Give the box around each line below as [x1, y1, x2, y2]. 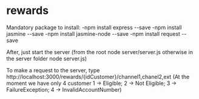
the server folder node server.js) [6, 55, 87, 62]
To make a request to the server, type [6, 66, 100, 73]
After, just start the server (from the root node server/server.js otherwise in [6, 48, 193, 55]
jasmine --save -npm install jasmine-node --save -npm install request [6, 30, 181, 37]
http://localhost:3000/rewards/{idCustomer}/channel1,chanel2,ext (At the [6, 73, 190, 80]
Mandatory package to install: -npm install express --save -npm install [6, 24, 182, 31]
